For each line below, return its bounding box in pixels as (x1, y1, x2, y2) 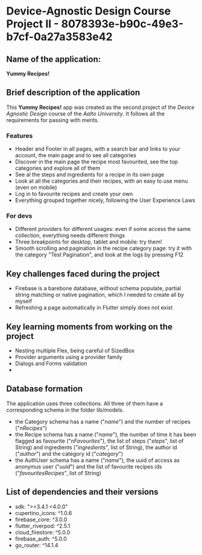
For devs (6, 212, 33, 220)
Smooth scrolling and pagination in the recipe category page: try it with (14, 245, 192, 252)
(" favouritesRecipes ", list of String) (14, 469, 101, 476)
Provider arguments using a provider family (14, 354, 122, 361)
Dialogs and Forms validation (14, 360, 87, 367)
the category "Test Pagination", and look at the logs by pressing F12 (14, 251, 184, 258)
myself (14, 297, 32, 305)
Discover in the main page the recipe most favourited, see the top (14, 158, 178, 166)
